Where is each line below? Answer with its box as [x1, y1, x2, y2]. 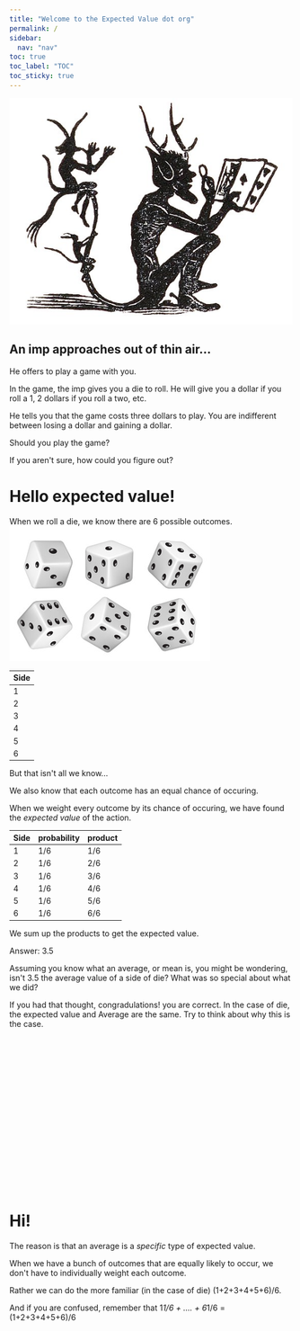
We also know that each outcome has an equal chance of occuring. [9, 785, 259, 796]
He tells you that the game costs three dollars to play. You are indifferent [9, 410, 277, 421]
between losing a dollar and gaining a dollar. [9, 419, 173, 431]
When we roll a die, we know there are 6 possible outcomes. [9, 515, 233, 526]
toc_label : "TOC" [9, 62, 75, 71]
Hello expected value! [9, 487, 175, 507]
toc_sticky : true [9, 72, 75, 81]
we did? [9, 981, 39, 993]
